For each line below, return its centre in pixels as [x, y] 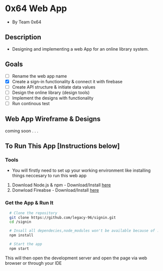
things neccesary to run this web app [49, 176]
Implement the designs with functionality [53, 98]
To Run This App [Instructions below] [62, 146]
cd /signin [20, 222]
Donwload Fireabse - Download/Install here [56, 190]
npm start [19, 249]
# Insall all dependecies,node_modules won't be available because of [82, 231]
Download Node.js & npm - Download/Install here [61, 185]
